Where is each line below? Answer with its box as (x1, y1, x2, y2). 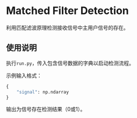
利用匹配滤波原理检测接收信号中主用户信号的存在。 (6, 24, 129, 31)
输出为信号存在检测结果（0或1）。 (6, 106, 86, 113)
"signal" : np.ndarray (16, 89, 69, 95)
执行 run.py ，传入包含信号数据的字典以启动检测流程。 (6, 60, 134, 67)
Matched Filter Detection (6, 4, 129, 18)
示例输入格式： (6, 72, 42, 79)
